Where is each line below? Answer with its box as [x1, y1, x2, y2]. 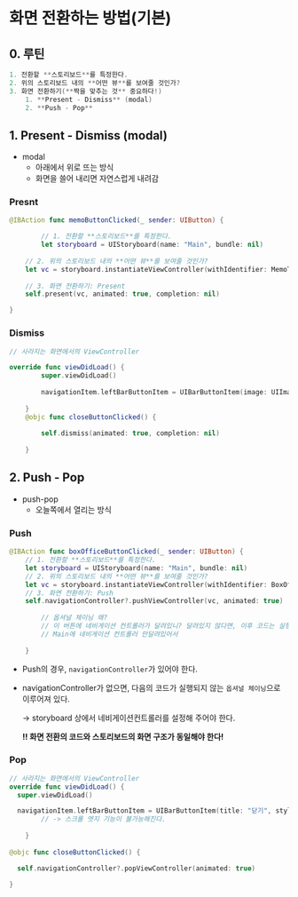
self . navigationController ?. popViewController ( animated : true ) [17, 863, 255, 873]
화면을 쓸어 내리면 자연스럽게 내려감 [35, 173, 160, 184]
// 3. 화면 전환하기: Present [25, 282, 126, 290]
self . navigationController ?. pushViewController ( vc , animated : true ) [25, 597, 284, 606]
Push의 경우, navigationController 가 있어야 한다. [21, 663, 198, 674]
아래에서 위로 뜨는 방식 [35, 162, 114, 173]
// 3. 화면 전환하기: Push [25, 588, 114, 598]
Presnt [9, 196, 38, 209]
